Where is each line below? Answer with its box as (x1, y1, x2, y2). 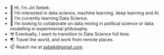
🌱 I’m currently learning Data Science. (10, 15, 89, 21)
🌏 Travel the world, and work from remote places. (10, 37, 114, 42)
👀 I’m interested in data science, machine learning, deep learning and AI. (10, 10, 160, 16)
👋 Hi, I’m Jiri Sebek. (10, 5, 51, 10)
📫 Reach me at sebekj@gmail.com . (10, 44, 84, 50)
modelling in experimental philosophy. (10, 26, 89, 32)
